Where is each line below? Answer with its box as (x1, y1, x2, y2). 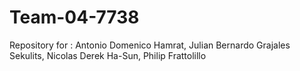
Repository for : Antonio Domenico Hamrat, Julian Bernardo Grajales (9, 39, 291, 51)
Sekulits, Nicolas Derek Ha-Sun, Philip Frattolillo (9, 49, 207, 61)
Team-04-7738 (9, 6, 140, 29)
